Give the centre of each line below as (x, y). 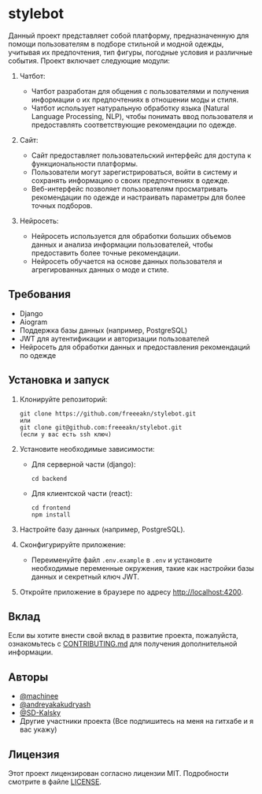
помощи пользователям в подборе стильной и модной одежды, (116, 43)
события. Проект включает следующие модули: (89, 61)
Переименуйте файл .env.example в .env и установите (122, 560)
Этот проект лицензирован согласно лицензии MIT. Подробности (119, 773)
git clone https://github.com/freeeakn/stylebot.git (108, 414)
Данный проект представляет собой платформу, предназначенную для (129, 35)
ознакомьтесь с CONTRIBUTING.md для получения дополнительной (123, 644)
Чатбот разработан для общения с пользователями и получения (140, 91)
